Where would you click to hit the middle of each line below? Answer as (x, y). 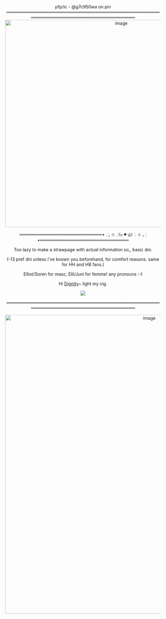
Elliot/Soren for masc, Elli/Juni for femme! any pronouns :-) (83, 274)
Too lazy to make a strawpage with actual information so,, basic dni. (83, 250)
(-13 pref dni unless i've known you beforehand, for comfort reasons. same (83, 259)
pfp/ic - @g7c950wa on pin (83, 7)
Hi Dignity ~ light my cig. (83, 284)
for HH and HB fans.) (83, 264)
